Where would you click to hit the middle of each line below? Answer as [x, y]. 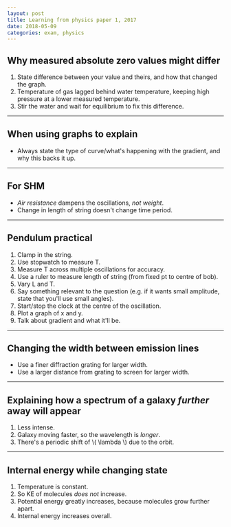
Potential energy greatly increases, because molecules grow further [113, 501]
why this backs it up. [46, 158]
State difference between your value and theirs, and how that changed [117, 77]
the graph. [32, 85]
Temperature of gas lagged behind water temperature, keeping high [113, 92]
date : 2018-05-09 [32, 26]
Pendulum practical [50, 238]
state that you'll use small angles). [65, 298]
